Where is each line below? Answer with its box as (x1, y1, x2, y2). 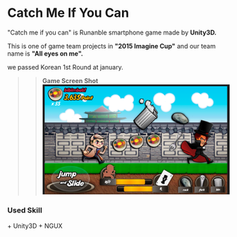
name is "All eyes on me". (7, 49, 83, 58)
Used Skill (7, 205, 42, 215)
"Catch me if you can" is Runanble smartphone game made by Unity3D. (7, 28, 217, 37)
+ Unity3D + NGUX (7, 222, 63, 230)
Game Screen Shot (42, 76, 99, 85)
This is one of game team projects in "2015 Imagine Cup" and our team (7, 41, 217, 50)
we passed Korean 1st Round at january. (7, 63, 123, 71)
